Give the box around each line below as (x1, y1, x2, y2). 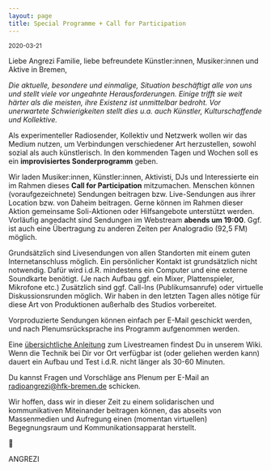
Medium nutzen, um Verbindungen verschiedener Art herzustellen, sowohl (8, 139, 256, 148)
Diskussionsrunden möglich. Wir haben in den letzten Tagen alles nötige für (8, 291, 260, 301)
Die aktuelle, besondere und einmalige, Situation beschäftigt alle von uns (8, 80, 252, 90)
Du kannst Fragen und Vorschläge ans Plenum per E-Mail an (8, 372, 210, 382)
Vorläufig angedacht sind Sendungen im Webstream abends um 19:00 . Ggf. (8, 215, 262, 224)
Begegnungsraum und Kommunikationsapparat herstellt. (8, 422, 197, 432)
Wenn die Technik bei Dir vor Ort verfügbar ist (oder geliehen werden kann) (8, 348, 260, 357)
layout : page (8, 11, 53, 20)
